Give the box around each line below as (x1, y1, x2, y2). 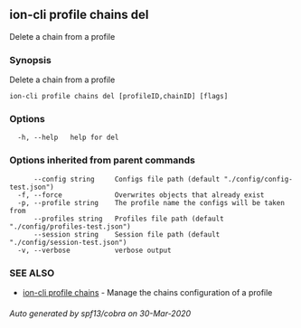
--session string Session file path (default (33, 230, 221, 239)
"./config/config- (223, 174, 294, 183)
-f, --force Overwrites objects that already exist (17, 190, 265, 200)
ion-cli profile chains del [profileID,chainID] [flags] (9, 92, 229, 101)
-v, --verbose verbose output (17, 246, 172, 255)
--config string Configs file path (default (33, 174, 221, 183)
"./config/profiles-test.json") (9, 221, 131, 231)
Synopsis (9, 53, 52, 66)
